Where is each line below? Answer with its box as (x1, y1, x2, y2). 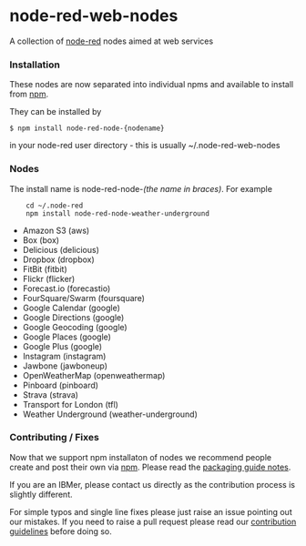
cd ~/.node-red (25, 201, 84, 210)
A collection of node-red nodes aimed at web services (9, 35, 214, 46)
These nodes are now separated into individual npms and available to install (9, 79, 294, 90)
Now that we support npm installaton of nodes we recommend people (9, 451, 271, 462)
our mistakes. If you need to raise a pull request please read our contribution (9, 516, 297, 527)
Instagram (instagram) (22, 350, 107, 361)
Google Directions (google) (22, 311, 125, 323)
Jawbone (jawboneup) (22, 360, 107, 371)
